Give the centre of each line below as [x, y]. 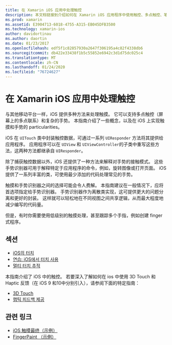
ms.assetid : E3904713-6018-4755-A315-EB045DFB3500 [60, 24]
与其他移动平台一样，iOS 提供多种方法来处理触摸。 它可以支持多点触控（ [82, 114]
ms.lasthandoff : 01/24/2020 [35, 67]
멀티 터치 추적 [26, 266]
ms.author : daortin [26, 39]
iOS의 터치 [23, 253]
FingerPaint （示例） [34, 337]
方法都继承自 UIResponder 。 [57, 150]
